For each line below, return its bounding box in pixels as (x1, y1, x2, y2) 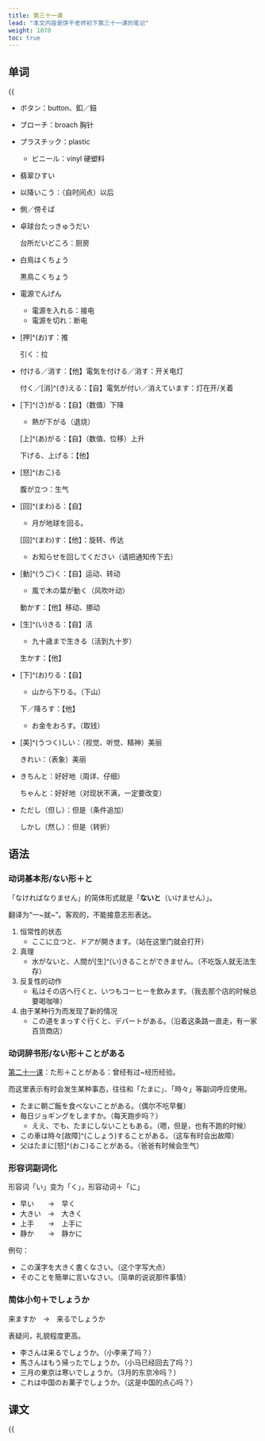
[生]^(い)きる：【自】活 (19, 620, 93, 629)
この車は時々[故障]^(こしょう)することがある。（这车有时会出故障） (19, 1131, 239, 1141)
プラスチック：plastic (19, 137, 90, 147)
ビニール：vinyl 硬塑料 (31, 154, 106, 164)
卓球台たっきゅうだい (19, 222, 90, 231)
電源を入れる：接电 (31, 306, 95, 315)
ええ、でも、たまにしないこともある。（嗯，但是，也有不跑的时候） (31, 1121, 251, 1130)
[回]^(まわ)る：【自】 (19, 501, 86, 511)
